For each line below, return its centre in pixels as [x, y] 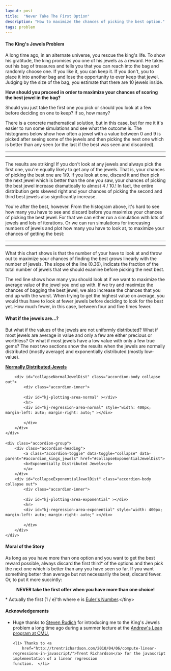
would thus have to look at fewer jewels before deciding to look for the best [84, 301]
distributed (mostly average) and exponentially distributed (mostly [74, 351]
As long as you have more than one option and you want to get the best [80, 558]
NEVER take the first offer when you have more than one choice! [85, 589]
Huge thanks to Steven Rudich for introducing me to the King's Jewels [86, 622]
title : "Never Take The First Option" [48, 16]
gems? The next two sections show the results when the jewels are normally [85, 346]
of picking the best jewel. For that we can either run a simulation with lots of [85, 218]
